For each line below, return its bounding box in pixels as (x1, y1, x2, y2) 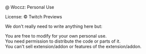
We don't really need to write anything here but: (5, 23, 102, 29)
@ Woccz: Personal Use (5, 4, 54, 10)
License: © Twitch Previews (5, 14, 62, 19)
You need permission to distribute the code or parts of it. (5, 38, 121, 44)
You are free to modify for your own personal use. (5, 33, 107, 39)
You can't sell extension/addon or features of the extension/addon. (5, 44, 142, 49)
